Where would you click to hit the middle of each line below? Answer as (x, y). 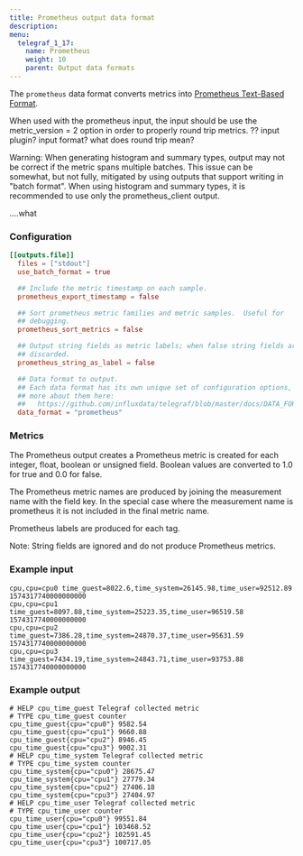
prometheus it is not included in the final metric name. (110, 511)
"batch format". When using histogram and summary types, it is (128, 186)
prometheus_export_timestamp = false (88, 297)
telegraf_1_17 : (46, 43)
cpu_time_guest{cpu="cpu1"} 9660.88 (78, 732)
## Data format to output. (68, 379)
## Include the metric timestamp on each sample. (112, 288)
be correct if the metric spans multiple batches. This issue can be (131, 167)
